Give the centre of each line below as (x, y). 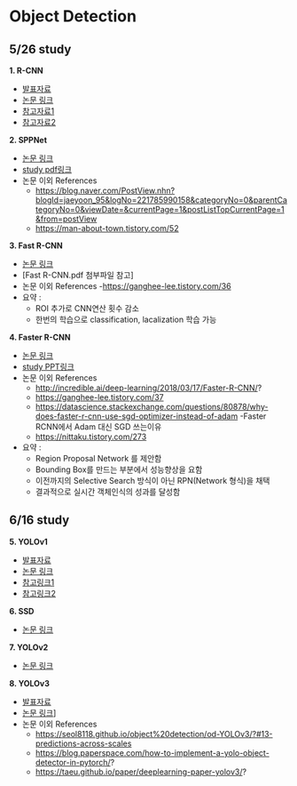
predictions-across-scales (83, 743)
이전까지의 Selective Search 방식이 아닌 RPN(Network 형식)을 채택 (152, 481)
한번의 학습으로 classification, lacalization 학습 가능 (126, 319)
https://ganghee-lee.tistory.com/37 (99, 397)
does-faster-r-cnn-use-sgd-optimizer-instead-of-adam (137, 416)
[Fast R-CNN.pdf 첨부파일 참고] (78, 275)
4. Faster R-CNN (40, 337)
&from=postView (66, 219)
